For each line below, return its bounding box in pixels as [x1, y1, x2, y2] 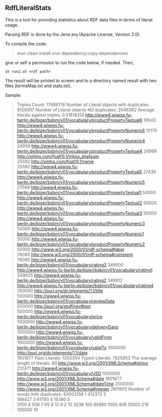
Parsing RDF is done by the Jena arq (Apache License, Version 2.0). [5, 31, 141, 37]
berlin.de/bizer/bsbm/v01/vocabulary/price [16, 313, 103, 319]
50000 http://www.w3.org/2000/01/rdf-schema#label [16, 246, 125, 252]
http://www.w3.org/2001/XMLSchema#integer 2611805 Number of [16, 386, 150, 392]
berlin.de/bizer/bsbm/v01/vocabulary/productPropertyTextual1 [16, 189, 142, 195]
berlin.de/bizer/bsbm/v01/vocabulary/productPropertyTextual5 [16, 169, 142, 175]
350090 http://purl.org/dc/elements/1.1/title [16, 288, 103, 293]
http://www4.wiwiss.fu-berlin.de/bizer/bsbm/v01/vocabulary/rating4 [16, 282, 154, 289]
